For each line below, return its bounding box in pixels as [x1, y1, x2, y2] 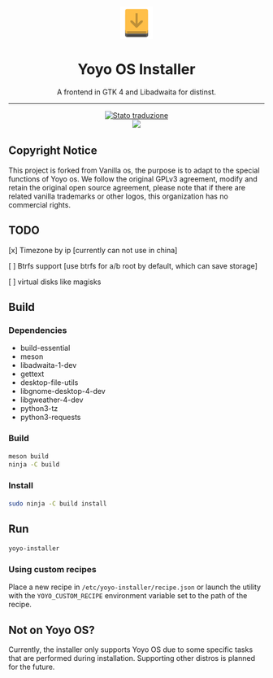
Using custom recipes [8, 564, 97, 575]
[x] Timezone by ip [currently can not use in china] [8, 245, 178, 255]
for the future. [8, 662, 55, 672]
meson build [8, 452, 49, 461]
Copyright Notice [8, 144, 97, 158]
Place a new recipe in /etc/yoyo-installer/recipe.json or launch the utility [8, 582, 262, 592]
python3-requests [19, 413, 81, 422]
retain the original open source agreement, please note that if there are [8, 182, 246, 192]
